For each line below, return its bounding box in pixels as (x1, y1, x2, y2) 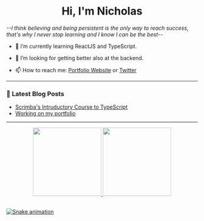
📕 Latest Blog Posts (6, 89, 65, 98)
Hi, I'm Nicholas (61, 4, 143, 18)
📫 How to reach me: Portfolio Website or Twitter (15, 66, 137, 73)
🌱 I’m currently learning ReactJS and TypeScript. (15, 42, 137, 50)
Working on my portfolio (15, 110, 76, 117)
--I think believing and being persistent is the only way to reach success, (6, 24, 189, 32)
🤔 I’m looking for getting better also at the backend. (15, 54, 144, 61)
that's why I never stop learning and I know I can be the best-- (6, 30, 163, 38)
